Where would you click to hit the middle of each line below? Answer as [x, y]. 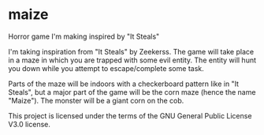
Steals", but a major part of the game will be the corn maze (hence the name [132, 92]
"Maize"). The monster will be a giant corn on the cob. [96, 100]
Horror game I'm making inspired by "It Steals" [84, 36]
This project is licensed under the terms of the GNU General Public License [130, 115]
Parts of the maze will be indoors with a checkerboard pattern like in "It [123, 84]
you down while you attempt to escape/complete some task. [106, 68]
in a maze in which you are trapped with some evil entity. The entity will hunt [132, 60]
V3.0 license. [30, 124]
